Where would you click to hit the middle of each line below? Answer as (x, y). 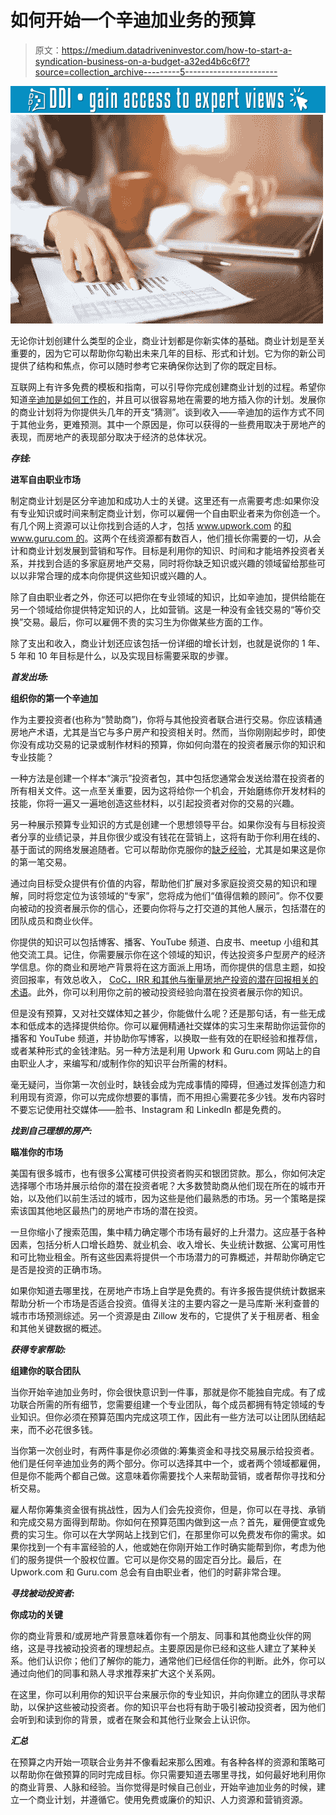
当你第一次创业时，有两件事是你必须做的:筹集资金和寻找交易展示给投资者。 (165, 1451)
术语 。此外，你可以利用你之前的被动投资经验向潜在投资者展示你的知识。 (159, 992)
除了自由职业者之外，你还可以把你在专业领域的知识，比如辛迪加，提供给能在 (168, 597)
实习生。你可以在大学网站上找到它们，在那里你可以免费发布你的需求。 (172, 1535)
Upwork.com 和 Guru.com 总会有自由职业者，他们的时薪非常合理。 (148, 1572)
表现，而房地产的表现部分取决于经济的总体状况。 (111, 437)
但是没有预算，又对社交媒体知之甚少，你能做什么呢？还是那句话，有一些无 (163, 1013)
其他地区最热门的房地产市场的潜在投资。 (119, 1211)
